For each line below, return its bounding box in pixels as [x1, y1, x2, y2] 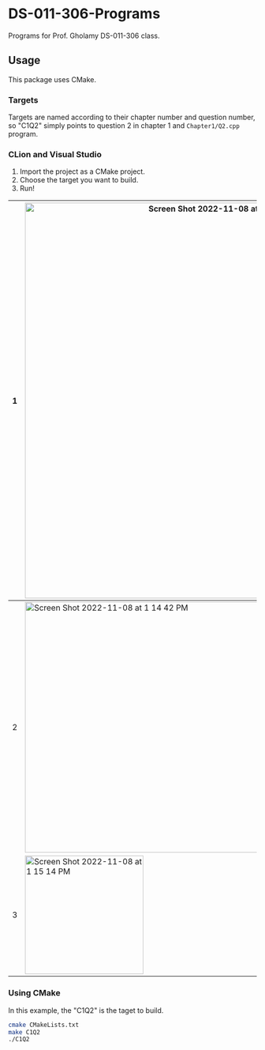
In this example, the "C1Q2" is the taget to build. [8, 1005, 164, 1015]
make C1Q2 [8, 1028, 41, 1036]
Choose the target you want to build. [19, 175, 139, 185]
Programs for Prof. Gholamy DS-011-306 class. [8, 31, 160, 40]
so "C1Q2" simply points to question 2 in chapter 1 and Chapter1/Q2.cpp [8, 121, 241, 130]
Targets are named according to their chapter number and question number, [8, 112, 256, 122]
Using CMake [8, 988, 61, 999]
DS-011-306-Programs [8, 5, 161, 23]
